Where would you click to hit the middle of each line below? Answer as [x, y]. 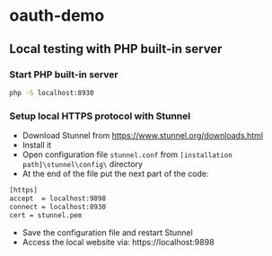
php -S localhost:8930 [52, 93]
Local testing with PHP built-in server [116, 49]
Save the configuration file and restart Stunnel [107, 232]
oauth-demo [57, 16]
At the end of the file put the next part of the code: [115, 174]
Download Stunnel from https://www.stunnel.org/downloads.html [142, 136]
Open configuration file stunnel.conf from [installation [127, 154]
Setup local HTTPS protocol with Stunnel [100, 116]
